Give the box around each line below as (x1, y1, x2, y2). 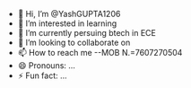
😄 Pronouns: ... (17, 60, 76, 71)
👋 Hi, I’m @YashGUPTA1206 (17, 9, 121, 19)
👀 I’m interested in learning (17, 18, 117, 29)
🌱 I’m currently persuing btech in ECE (17, 28, 157, 38)
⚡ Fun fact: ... (17, 70, 67, 81)
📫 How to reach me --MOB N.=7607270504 (17, 48, 183, 57)
